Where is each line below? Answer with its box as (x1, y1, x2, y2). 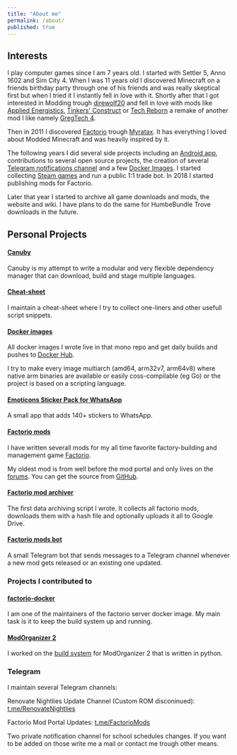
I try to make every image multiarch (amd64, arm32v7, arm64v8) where (7, 364, 216, 373)
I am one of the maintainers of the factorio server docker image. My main (7, 610, 221, 618)
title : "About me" (7, 10, 62, 18)
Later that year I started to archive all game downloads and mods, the (7, 193, 210, 201)
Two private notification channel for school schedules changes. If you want (7, 732, 226, 740)
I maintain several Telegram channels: (7, 683, 118, 691)
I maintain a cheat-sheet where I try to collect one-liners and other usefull (7, 303, 222, 312)
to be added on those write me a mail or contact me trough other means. (7, 739, 219, 748)
